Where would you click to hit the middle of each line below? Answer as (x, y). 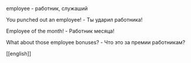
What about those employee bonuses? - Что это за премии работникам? (96, 42)
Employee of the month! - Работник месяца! (60, 31)
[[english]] (19, 54)
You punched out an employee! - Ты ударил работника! (74, 20)
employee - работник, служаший (47, 8)
